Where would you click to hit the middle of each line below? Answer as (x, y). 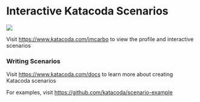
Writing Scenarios (33, 61)
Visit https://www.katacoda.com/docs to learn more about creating (90, 74)
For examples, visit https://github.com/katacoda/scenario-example (89, 92)
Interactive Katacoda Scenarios (87, 11)
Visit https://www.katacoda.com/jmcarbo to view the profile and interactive (100, 39)
